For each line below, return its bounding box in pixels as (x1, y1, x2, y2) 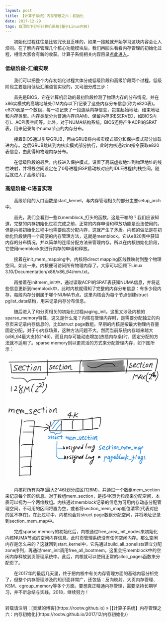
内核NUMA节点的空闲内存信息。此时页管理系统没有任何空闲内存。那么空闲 (5, 535, 158, 541)
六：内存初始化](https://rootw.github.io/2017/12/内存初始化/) (5, 611, 128, 617)
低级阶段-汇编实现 (5, 65, 49, 72)
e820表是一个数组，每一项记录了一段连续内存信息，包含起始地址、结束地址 (5, 106, 160, 112)
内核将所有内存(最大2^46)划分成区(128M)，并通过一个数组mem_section (14, 487, 160, 493)
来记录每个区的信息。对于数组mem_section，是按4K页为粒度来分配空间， (5, 493, 156, 499)
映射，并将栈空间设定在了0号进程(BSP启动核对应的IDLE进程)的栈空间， (9, 165, 156, 171)
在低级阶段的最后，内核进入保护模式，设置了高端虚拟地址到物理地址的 (14, 159, 158, 165)
